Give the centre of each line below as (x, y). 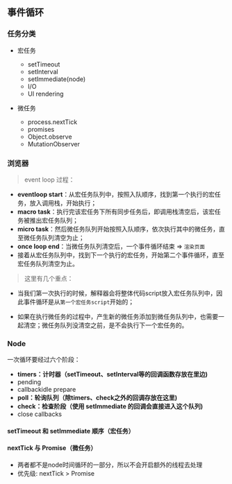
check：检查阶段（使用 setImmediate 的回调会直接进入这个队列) (110, 406)
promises (41, 129)
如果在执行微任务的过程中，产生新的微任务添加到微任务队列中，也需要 (118, 316)
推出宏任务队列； (54, 220)
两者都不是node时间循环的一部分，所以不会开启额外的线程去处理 (110, 465)
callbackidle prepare (47, 390)
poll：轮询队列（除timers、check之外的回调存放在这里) (97, 398)
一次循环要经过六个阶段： (44, 360)
